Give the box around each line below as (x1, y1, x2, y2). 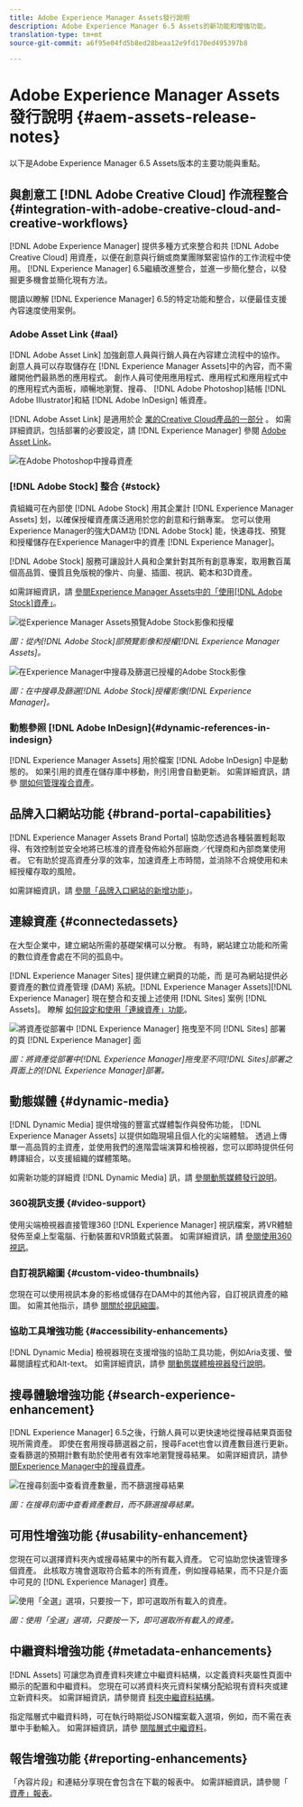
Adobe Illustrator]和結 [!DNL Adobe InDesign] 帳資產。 (9, 394, 212, 406)
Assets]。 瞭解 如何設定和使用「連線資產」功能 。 (9, 1003, 192, 1015)
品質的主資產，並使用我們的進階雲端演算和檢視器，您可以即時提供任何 (32, 1142, 294, 1153)
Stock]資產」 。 (9, 597, 61, 608)
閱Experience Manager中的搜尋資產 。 (9, 1461, 151, 1471)
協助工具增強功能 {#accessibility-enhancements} (9, 1324, 228, 1337)
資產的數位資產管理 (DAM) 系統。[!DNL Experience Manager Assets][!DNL (16, 981, 293, 992)
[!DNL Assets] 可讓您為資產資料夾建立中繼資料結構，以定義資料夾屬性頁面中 (9, 1669, 293, 1680)
